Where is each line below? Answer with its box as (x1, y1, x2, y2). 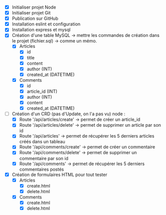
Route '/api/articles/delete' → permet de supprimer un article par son (19, 122, 162, 128)
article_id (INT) (26, 88, 58, 94)
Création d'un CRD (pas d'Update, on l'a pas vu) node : (11, 111, 126, 117)
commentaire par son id (19, 155, 68, 161)
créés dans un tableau (19, 139, 65, 145)
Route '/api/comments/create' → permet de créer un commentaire (19, 144, 156, 150)
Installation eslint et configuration (11, 21, 81, 27)
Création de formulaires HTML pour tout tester (11, 172, 108, 178)
